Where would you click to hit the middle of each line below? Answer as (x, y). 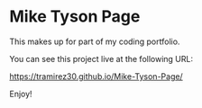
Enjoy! (21, 94)
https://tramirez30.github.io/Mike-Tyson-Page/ (96, 76)
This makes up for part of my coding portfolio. (95, 41)
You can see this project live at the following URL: (101, 58)
